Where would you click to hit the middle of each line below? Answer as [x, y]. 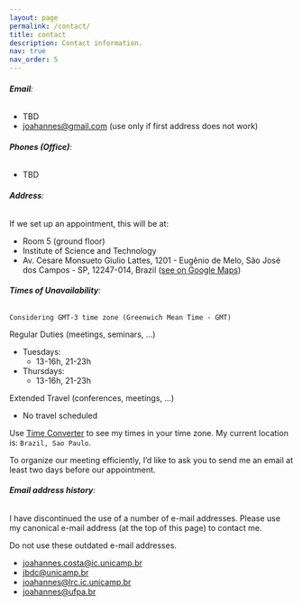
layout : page [34, 18]
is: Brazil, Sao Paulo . [50, 443]
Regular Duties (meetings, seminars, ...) [82, 334]
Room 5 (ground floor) [64, 241]
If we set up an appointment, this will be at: [89, 223]
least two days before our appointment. [82, 470]
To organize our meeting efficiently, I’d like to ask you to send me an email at [151, 460]
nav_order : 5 [34, 60]
